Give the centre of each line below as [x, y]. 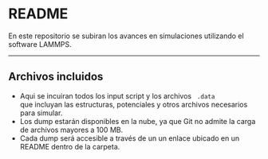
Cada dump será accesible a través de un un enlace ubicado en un [130, 138]
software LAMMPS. [40, 44]
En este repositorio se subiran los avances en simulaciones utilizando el [126, 36]
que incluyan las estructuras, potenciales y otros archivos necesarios [134, 104]
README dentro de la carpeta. [70, 146]
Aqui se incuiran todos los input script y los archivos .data [117, 95]
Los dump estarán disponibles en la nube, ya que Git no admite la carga [138, 121]
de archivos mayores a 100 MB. [71, 130]
